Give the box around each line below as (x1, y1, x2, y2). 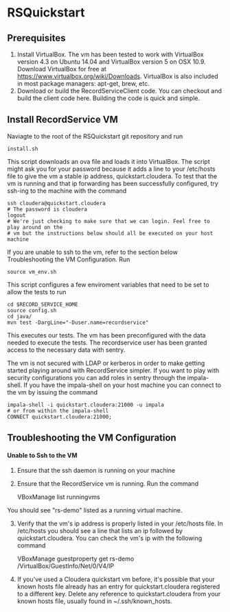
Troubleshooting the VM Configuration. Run (7, 255, 130, 263)
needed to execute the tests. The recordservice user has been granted (7, 338, 207, 346)
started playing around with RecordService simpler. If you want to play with (7, 366, 220, 375)
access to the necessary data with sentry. (7, 345, 126, 354)
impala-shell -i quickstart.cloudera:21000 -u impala (7, 401, 165, 408)
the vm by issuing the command (7, 388, 98, 396)
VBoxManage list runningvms (16, 493, 101, 502)
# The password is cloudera (7, 206, 88, 213)
